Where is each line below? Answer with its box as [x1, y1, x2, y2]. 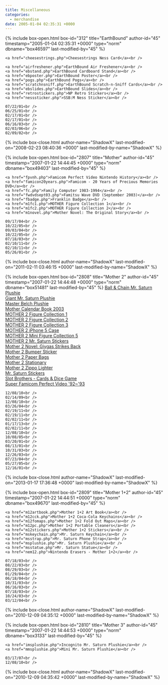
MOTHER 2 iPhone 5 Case [5, 327, 59, 333]
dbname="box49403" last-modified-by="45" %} [5, 165, 106, 171]
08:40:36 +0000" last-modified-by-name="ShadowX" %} [42, 145, 162, 151]
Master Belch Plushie [5, 301, 49, 307]
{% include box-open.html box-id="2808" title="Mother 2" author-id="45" [5, 274, 159, 280]
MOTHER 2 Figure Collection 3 [5, 322, 69, 328]
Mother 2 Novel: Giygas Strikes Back [5, 344, 81, 350]
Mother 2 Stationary [5, 360, 47, 366]
